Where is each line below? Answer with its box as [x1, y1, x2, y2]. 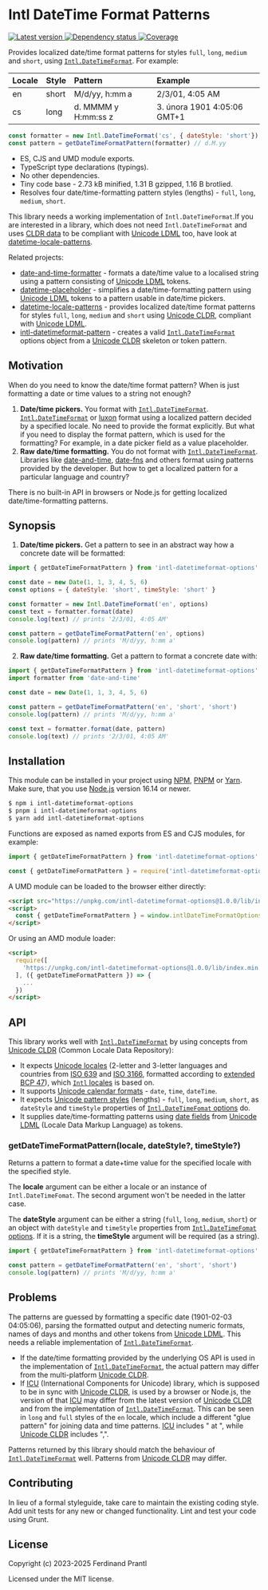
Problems [8, 1291, 57, 1304]
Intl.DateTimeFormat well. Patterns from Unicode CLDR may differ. [8, 1453, 227, 1462]
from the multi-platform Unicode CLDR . [19, 1370, 149, 1379]
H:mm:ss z [73, 111, 114, 122]
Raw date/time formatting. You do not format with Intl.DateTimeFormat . [19, 446, 258, 456]
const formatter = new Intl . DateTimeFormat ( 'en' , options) [8, 600, 209, 608]
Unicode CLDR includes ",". [19, 1429, 109, 1438]
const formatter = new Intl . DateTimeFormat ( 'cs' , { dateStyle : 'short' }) [8, 132, 259, 140]
